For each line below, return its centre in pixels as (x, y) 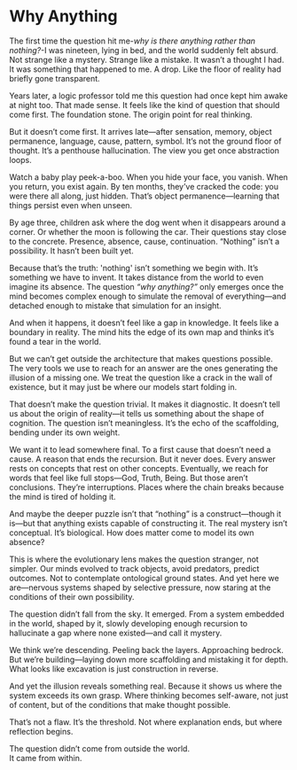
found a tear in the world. (55, 341)
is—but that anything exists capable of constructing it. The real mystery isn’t (148, 523)
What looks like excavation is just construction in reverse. (114, 669)
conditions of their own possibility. (72, 596)
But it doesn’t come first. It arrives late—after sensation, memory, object (141, 131)
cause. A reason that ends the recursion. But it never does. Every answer (143, 459)
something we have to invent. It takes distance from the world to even (137, 277)
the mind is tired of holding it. (63, 496)
